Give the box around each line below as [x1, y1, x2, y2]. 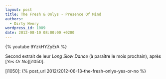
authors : [5, 16, 23, 21]
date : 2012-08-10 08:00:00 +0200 [5, 30, 75, 35]
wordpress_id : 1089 [5, 26, 46, 31]
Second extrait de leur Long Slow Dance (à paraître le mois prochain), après [5, 53, 161, 59]
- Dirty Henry [9, 21, 39, 26]
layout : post [5, 7, 32, 12]
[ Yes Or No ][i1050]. [5, 59, 45, 64]
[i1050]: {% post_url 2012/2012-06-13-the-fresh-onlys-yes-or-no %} [5, 68, 146, 74]
